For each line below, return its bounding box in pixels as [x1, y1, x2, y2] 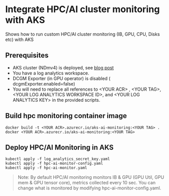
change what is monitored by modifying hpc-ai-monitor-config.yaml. [17, 185, 161, 191]
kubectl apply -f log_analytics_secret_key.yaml [5, 156, 110, 162]
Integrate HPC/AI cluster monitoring [5, 4, 160, 15]
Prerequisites [5, 51, 49, 60]
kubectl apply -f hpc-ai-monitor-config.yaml [5, 161, 103, 166]
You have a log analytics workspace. [12, 70, 90, 76]
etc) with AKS [5, 36, 34, 43]
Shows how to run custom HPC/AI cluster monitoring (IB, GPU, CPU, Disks [5, 31, 160, 37]
